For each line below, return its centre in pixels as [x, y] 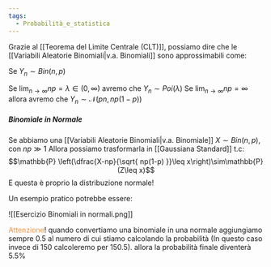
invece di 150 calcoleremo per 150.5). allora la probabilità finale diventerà [130, 247]
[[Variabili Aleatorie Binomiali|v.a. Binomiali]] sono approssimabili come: [127, 55]
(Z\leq [127, 170]
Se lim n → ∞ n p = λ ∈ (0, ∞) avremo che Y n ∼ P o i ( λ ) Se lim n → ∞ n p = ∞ [128, 90]
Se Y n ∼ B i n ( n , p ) [37, 72]
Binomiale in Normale [45, 119]
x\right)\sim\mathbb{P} [225, 161]
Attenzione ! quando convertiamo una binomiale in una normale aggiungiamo [135, 230]
